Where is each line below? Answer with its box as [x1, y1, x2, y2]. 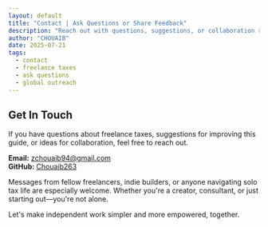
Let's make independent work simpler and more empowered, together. [8, 209, 240, 220]
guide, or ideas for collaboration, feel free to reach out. [8, 137, 189, 148]
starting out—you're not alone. [8, 194, 109, 204]
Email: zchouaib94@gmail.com [8, 153, 112, 163]
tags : [8, 49, 26, 57]
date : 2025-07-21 [8, 42, 66, 50]
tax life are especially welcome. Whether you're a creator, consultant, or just [8, 185, 259, 196]
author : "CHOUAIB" [8, 34, 69, 42]
